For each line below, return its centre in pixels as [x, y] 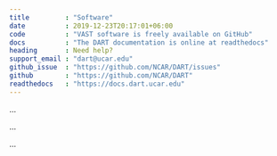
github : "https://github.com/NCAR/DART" [101, 76]
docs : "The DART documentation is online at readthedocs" [139, 42]
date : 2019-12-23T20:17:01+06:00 [91, 26]
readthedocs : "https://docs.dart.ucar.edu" [97, 84]
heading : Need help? [61, 51]
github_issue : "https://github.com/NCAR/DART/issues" [115, 68]
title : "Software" [61, 17]
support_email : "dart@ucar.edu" [71, 59]
